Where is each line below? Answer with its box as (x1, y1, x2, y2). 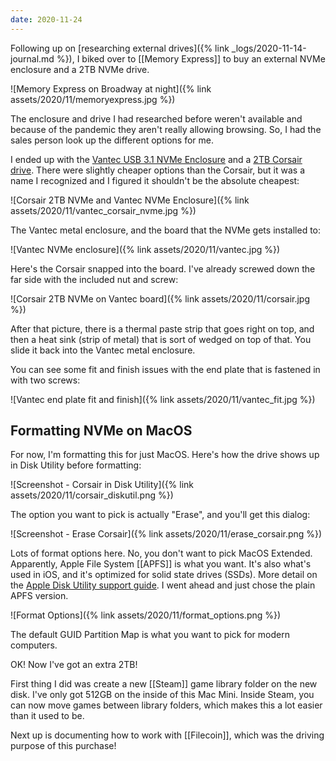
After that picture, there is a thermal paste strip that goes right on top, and (10, 322, 315, 335)
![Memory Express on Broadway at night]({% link (10, 82, 212, 95)
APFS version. (10, 590, 69, 602)
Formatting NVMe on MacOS (10, 422, 193, 440)
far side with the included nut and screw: (10, 273, 179, 285)
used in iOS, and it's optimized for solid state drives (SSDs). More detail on (10, 569, 318, 581)
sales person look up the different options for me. (10, 134, 214, 146)
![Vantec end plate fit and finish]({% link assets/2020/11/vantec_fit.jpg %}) (10, 393, 316, 405)
